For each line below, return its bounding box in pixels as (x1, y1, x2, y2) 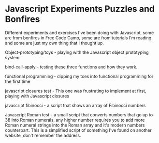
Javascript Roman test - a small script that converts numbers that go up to (5, 111, 153, 117)
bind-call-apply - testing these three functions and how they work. (5, 64, 138, 70)
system (5, 54, 20, 60)
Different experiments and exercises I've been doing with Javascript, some (5, 30, 154, 35)
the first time (5, 79, 30, 84)
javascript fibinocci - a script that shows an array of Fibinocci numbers (5, 102, 146, 108)
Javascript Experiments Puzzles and (5, 3, 155, 15)
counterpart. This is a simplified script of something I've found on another (5, 127, 152, 133)
